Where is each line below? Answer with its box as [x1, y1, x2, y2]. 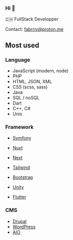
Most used [5, 41, 39, 50]
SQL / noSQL [12, 94, 40, 100]
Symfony [12, 135, 32, 141]
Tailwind [12, 164, 30, 170]
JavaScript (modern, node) [12, 67, 69, 74]
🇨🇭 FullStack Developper [5, 16, 59, 22]
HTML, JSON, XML [12, 78, 52, 84]
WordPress [12, 223, 36, 230]
